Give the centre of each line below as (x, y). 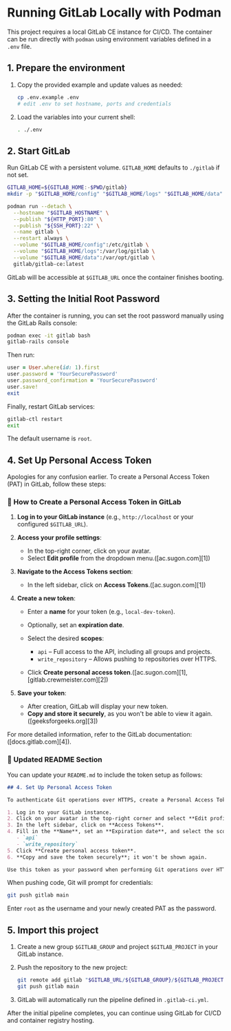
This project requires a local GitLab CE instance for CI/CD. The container (110, 32)
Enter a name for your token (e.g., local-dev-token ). (101, 612)
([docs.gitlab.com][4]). (40, 742)
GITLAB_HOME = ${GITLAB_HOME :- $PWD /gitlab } (67, 187)
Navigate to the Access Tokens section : (75, 572)
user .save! (23, 387)
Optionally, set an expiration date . (76, 625)
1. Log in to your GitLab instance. (59, 812)
